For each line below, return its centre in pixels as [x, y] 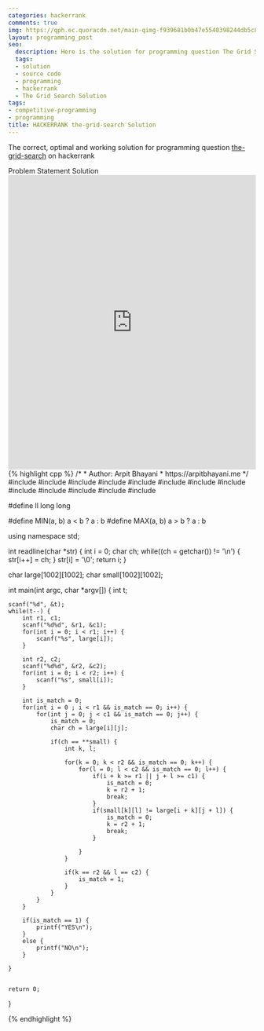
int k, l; [80, 748]
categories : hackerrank [47, 15]
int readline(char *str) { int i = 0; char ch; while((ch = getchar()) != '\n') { [125, 551]
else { [33, 941]
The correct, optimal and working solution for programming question [119, 147]
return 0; [24, 989]
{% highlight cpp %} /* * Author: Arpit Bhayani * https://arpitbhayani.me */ [128, 473]
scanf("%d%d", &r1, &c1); [65, 625]
